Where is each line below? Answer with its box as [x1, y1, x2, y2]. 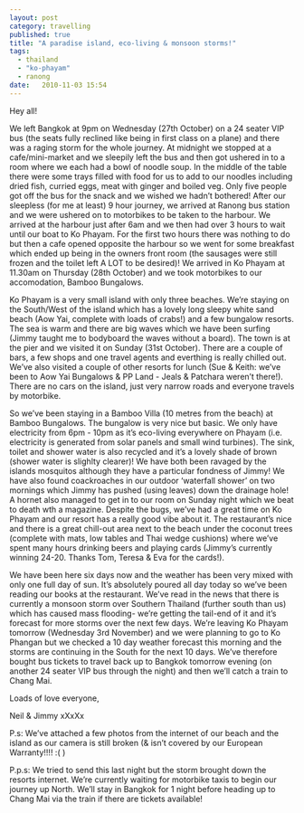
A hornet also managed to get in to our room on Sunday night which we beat [9, 494, 294, 505]
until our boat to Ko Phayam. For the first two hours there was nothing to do [9, 228, 291, 240]
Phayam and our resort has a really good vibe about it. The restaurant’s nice [9, 513, 292, 525]
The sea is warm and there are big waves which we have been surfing [9, 323, 271, 334]
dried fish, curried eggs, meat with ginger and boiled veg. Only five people [9, 180, 288, 191]
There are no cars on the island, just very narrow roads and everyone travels [9, 381, 295, 392]
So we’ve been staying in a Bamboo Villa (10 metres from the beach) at [9, 408, 273, 419]
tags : [9, 47, 30, 56]
